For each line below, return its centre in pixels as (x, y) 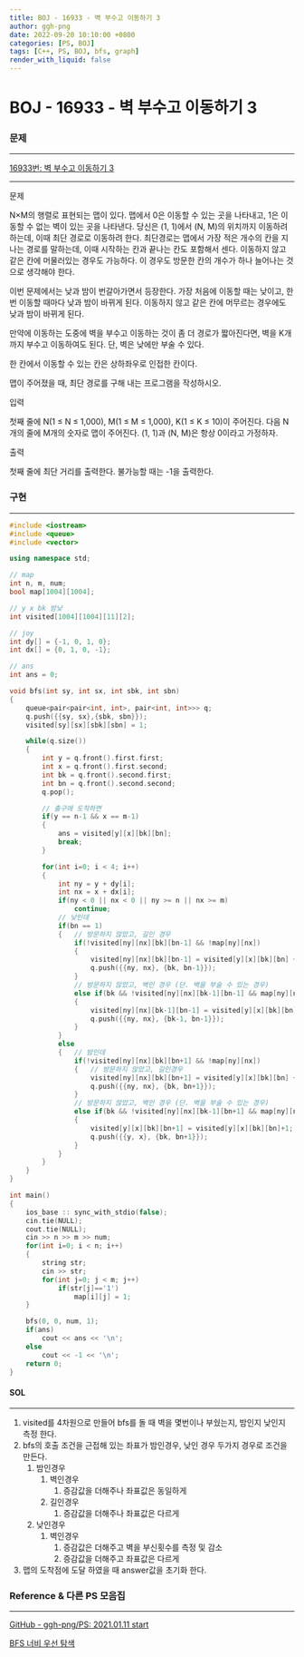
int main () (30, 1196)
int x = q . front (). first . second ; (105, 767)
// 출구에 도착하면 (72, 809)
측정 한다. (39, 1434)
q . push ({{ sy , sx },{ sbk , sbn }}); (86, 716)
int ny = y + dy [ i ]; (96, 884)
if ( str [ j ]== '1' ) (88, 1288)
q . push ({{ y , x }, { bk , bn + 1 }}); (149, 1137)
